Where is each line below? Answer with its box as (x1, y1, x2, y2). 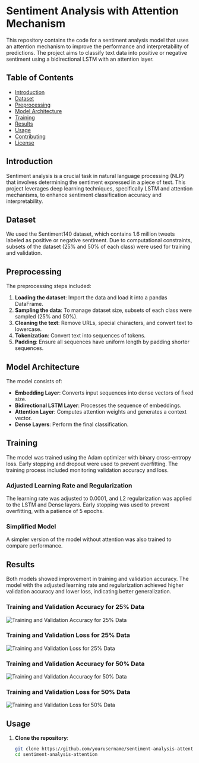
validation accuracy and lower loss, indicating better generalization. (6, 588, 172, 595)
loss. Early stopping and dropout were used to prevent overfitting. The (6, 460, 178, 467)
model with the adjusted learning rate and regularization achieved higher (6, 581, 184, 589)
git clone (14, 746, 40, 752)
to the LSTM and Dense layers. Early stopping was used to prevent (6, 501, 169, 508)
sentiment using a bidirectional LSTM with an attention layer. (6, 55, 154, 62)
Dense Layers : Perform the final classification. (14, 421, 129, 428)
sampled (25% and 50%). (14, 313, 78, 320)
